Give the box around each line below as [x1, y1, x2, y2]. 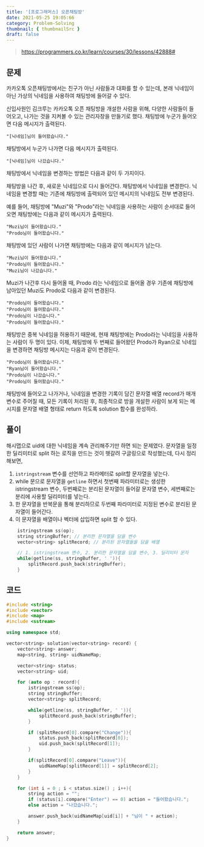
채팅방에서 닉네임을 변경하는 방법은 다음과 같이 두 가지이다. [6, 169, 146, 177]
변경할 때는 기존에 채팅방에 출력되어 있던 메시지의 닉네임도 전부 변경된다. [22, 189, 194, 197]
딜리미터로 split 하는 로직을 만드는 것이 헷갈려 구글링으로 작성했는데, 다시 [12, 449, 185, 457]
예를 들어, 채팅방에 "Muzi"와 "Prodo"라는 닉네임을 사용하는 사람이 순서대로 [6, 203, 184, 210]
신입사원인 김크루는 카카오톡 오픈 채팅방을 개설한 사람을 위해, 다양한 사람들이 [6, 104, 188, 112]
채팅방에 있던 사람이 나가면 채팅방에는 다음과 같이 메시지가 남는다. [6, 241, 162, 249]
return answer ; [17, 829, 56, 835]
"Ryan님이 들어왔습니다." [6, 366, 62, 372]
